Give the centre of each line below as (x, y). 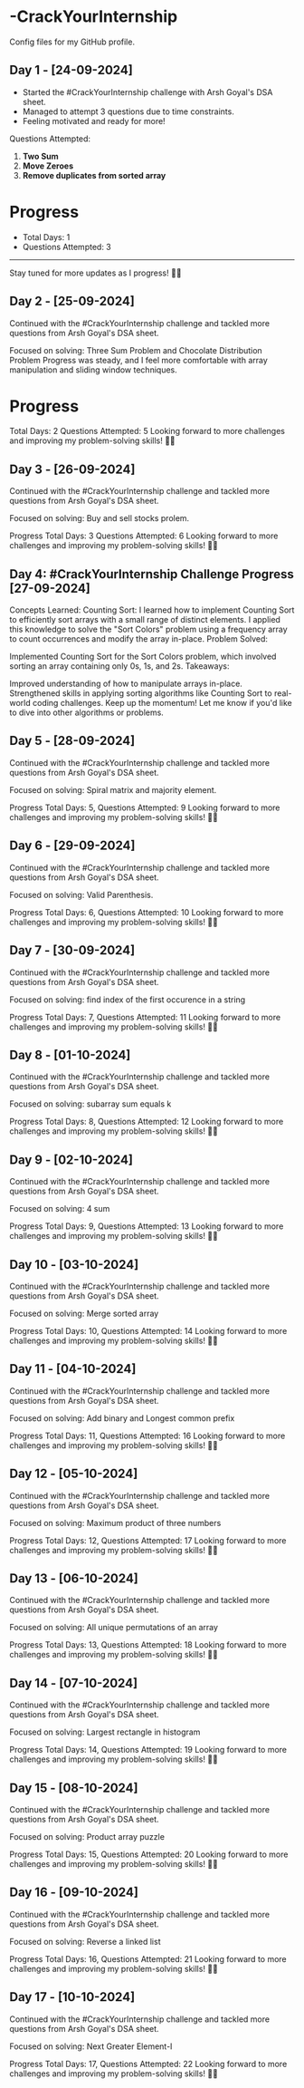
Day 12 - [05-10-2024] (74, 1474)
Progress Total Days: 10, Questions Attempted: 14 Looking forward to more (148, 1330)
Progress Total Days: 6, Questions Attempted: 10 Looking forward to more (147, 912)
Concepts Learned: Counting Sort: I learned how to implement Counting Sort (152, 610)
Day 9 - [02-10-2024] (71, 1160)
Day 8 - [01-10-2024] (70, 1054)
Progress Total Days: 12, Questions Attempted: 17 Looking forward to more (148, 1540)
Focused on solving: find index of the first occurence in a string (128, 1000)
